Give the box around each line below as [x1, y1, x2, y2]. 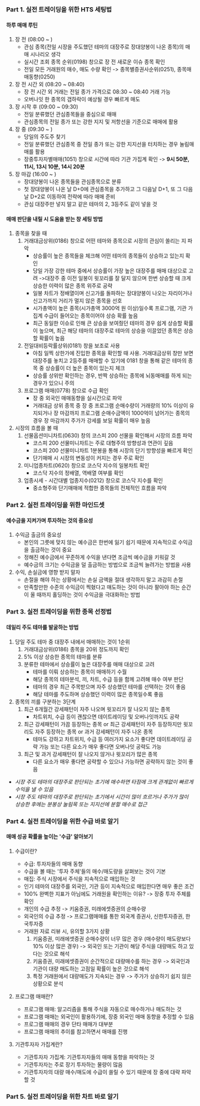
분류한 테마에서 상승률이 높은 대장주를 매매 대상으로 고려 [23, 660, 155, 667]
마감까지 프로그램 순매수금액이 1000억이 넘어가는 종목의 [59, 409, 190, 417]
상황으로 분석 [32, 980, 64, 987]
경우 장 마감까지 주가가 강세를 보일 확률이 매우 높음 [32, 417, 151, 424]
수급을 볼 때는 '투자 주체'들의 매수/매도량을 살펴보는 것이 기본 [23, 868, 166, 875]
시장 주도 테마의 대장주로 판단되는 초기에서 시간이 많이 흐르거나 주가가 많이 [14, 793, 189, 800]
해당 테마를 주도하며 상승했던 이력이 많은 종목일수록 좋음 [32, 690, 164, 697]
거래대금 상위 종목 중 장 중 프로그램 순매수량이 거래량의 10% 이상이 [32, 402, 188, 409]
